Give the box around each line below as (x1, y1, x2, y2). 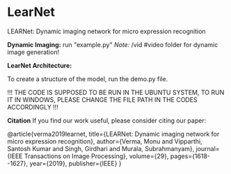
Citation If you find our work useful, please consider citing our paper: (7, 116, 207, 125)
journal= (196, 144, 221, 153)
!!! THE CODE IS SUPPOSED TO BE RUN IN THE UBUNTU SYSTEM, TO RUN (7, 88, 225, 96)
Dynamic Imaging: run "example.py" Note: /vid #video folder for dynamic (7, 40, 218, 49)
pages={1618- (170, 152, 211, 160)
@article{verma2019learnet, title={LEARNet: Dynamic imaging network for (7, 130, 220, 138)
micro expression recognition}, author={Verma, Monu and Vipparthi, (7, 137, 203, 146)
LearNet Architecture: (7, 61, 72, 69)
